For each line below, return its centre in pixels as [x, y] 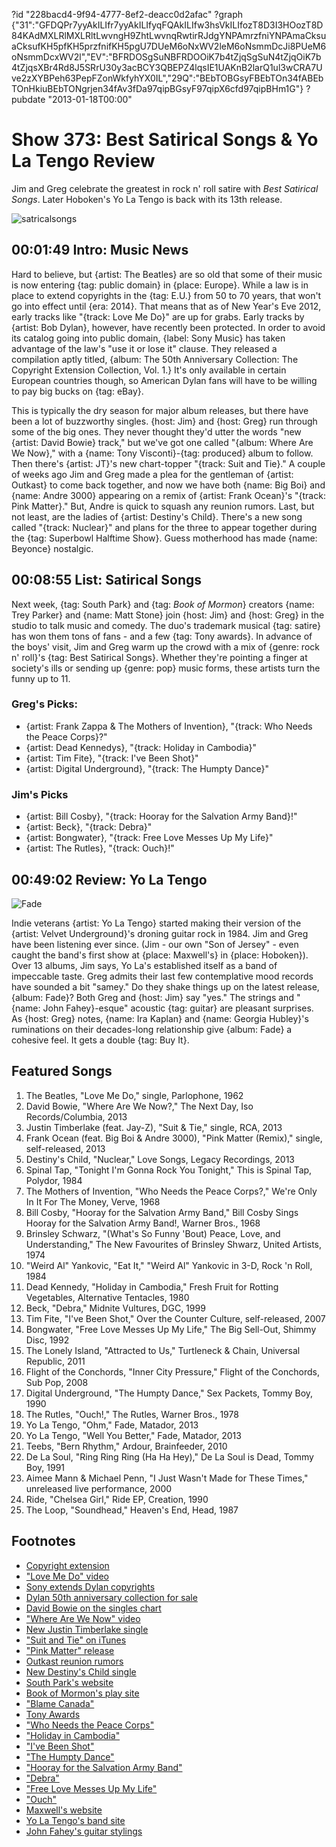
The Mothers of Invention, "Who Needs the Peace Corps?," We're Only [171, 1191]
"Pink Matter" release [70, 1650]
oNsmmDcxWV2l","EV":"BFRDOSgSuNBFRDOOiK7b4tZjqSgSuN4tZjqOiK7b [166, 57]
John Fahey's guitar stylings [84, 1831]
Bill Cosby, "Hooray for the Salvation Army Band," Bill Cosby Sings [162, 1212]
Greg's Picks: [44, 704]
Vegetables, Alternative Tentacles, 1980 [107, 1297]
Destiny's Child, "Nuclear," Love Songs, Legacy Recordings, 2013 [160, 1159]
